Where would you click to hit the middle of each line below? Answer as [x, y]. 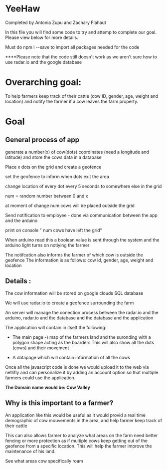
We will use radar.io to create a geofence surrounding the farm [70, 303]
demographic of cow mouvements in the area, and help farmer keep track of [84, 420]
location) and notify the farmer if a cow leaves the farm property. [72, 101]
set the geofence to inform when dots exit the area [57, 176]
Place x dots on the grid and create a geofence [53, 167]
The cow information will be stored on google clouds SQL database [74, 293]
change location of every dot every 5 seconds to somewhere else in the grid [83, 186]
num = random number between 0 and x [47, 196]
